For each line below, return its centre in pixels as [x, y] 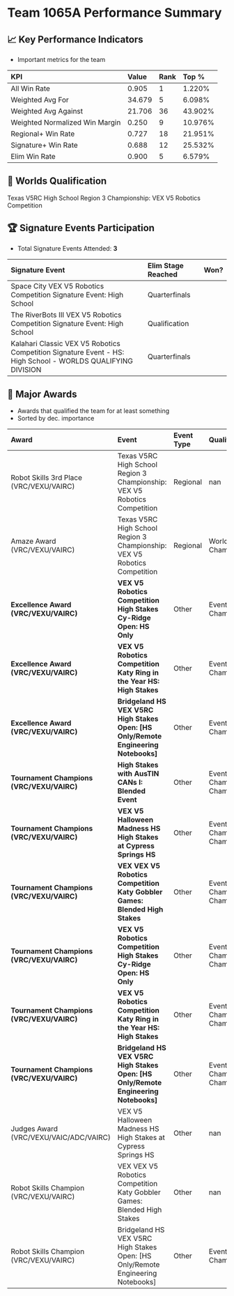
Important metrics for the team [61, 60]
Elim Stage [166, 265]
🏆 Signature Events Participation [81, 228]
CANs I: [130, 783]
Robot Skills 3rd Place [46, 478]
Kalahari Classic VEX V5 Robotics [65, 343]
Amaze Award [33, 541]
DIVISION [26, 369]
